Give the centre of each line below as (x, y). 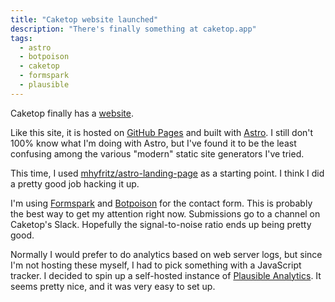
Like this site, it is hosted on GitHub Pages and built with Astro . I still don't (162, 132)
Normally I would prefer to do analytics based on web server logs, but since (166, 254)
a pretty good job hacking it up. (75, 183)
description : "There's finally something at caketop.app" (133, 29)
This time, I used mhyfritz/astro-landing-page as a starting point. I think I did (167, 173)
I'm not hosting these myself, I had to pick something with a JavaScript (156, 265)
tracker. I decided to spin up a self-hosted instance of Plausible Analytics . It (166, 275)
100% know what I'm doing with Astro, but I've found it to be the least (153, 143)
